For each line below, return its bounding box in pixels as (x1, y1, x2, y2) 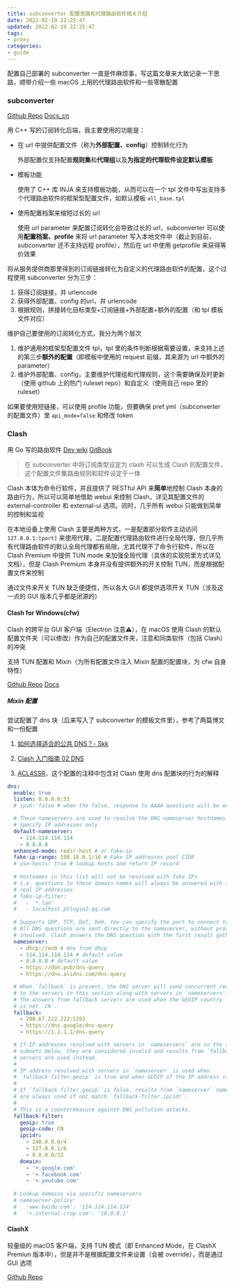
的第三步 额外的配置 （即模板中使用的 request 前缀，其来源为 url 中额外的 (17, 353, 225, 361)
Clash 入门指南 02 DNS (17, 754, 84, 763)
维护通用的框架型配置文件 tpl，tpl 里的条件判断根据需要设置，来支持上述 (17, 344, 225, 352)
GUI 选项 (7, 1259, 33, 1267)
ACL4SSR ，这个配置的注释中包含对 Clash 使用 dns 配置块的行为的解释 (17, 769, 219, 777)
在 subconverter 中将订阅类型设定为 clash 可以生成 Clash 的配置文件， (24, 460, 227, 469)
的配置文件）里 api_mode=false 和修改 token (7, 411, 134, 419)
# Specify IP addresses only (13, 821, 98, 829)
